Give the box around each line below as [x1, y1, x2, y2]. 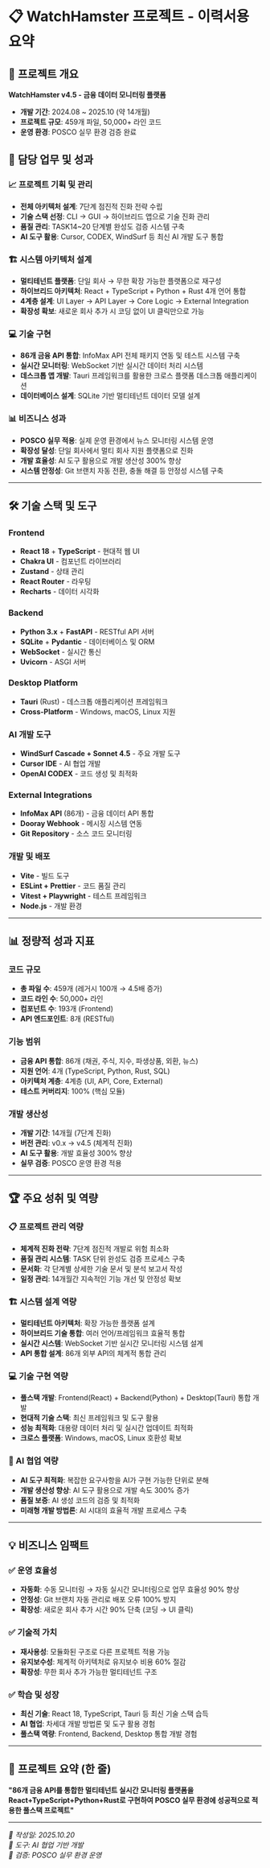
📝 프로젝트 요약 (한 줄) [8, 1763, 112, 1776]
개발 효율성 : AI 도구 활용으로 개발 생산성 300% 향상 [19, 456, 182, 465]
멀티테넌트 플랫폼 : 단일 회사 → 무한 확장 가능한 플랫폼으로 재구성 [19, 275, 222, 286]
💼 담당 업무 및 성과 [8, 153, 94, 167]
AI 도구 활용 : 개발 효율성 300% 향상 [19, 1148, 133, 1158]
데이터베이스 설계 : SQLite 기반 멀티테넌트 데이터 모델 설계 [19, 391, 201, 401]
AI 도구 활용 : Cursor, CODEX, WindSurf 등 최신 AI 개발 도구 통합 [19, 231, 224, 242]
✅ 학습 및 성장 [8, 1688, 59, 1700]
